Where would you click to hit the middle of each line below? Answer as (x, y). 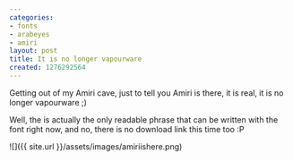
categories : (31, 17)
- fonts (24, 26)
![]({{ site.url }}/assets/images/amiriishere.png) (96, 146)
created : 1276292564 (48, 68)
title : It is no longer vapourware (76, 59)
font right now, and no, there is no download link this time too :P (127, 129)
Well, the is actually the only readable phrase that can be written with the (144, 119)
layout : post (34, 51)
